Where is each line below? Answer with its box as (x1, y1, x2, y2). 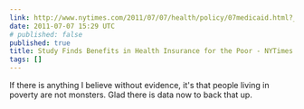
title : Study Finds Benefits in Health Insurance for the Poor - (9, 47, 261, 56)
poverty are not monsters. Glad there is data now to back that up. (9, 89, 253, 100)
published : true (9, 38, 71, 48)
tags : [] (9, 55, 43, 64)
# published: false (9, 30, 83, 39)
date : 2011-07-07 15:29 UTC (9, 22, 116, 31)
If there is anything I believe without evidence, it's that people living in (9, 80, 270, 90)
